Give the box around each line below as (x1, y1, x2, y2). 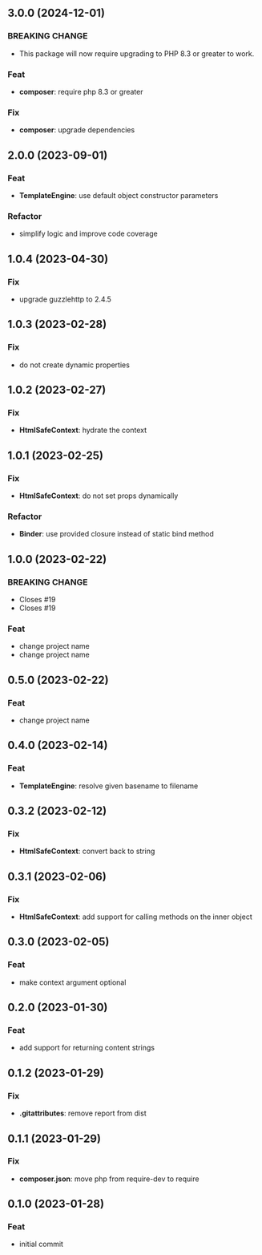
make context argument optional (18, 978, 127, 987)
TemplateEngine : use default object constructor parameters (18, 190, 219, 200)
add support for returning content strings (18, 1042, 155, 1053)
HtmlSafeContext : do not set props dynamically (18, 491, 179, 500)
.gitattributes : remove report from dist (18, 1108, 147, 1118)
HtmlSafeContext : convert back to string (18, 846, 155, 856)
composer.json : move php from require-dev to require (18, 1174, 200, 1184)
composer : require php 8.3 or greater (18, 87, 143, 96)
